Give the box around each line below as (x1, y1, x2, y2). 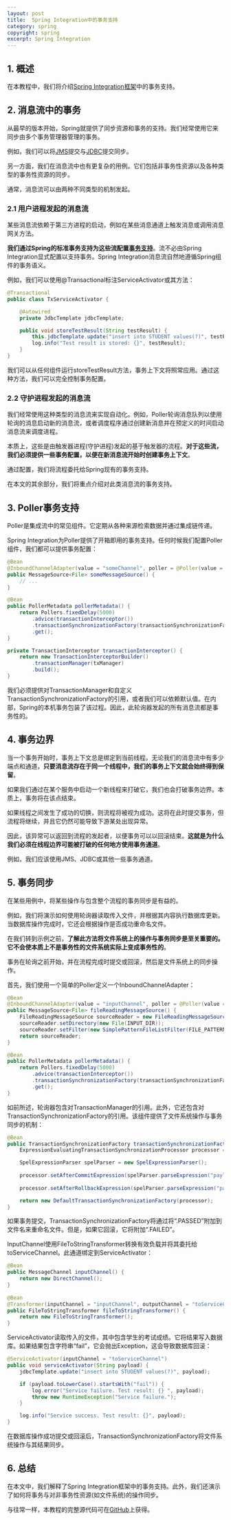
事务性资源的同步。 (19, 170, 74, 179)
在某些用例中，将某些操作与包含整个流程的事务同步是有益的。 (7, 896, 182, 905)
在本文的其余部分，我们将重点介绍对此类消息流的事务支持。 (7, 480, 176, 488)
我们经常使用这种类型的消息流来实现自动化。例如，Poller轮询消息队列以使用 (7, 410, 222, 419)
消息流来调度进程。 (7, 428, 62, 436)
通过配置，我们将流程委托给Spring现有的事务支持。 (7, 465, 153, 474)
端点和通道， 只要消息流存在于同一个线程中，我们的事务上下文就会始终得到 (7, 762, 218, 770)
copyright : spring (7, 29, 60, 36)
